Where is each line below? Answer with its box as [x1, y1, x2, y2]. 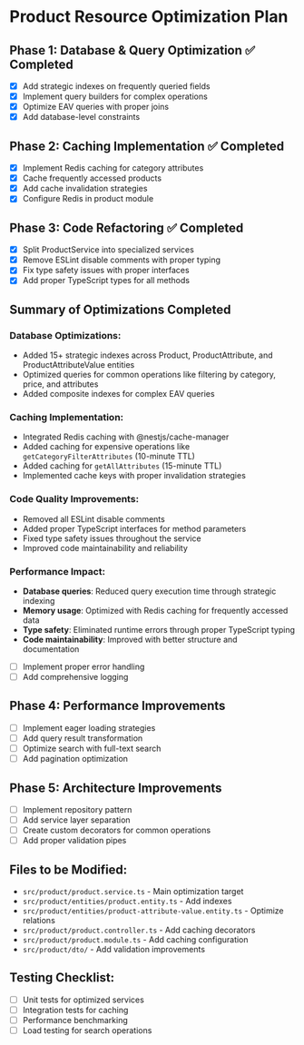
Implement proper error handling [22, 661, 145, 672]
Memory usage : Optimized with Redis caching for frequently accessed [22, 605, 289, 616]
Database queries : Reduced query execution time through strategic [22, 586, 277, 596]
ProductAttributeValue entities [22, 360, 135, 370]
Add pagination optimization [22, 754, 129, 764]
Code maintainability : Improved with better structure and [22, 634, 238, 645]
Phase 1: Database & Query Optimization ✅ [9, 43, 256, 58]
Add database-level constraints [22, 112, 141, 123]
